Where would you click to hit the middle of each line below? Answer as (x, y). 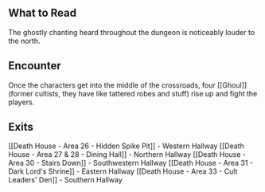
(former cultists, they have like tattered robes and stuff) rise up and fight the (133, 93)
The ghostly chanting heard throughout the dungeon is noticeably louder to (132, 32)
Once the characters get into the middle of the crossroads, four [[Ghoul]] (128, 85)
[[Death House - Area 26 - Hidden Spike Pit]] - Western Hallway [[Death (126, 146)
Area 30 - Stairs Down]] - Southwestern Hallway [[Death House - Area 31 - (131, 163)
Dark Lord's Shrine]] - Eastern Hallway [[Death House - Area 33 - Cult (123, 171)
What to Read (43, 13)
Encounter (35, 66)
